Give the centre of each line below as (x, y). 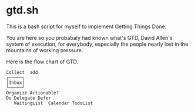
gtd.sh (22, 10)
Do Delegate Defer (29, 98)
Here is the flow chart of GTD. (42, 62)
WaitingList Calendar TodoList (53, 103)
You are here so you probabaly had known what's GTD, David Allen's (89, 38)
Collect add (22, 72)
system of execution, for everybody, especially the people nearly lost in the (97, 44)
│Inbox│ (16, 83)
